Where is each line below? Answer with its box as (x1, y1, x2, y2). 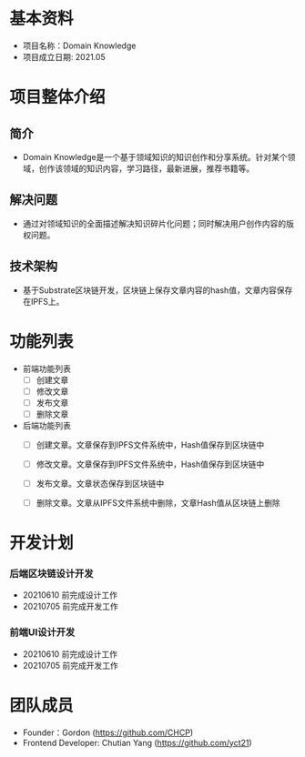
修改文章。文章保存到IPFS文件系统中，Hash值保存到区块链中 (36, 459, 265, 469)
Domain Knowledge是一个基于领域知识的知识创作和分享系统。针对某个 (22, 151, 289, 162)
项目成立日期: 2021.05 (22, 51, 107, 62)
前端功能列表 (22, 363, 71, 374)
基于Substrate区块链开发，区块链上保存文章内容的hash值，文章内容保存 (22, 284, 293, 296)
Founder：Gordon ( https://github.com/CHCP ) (22, 727, 194, 738)
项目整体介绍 (9, 87, 107, 107)
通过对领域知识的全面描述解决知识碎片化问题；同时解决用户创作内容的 (22, 217, 287, 228)
